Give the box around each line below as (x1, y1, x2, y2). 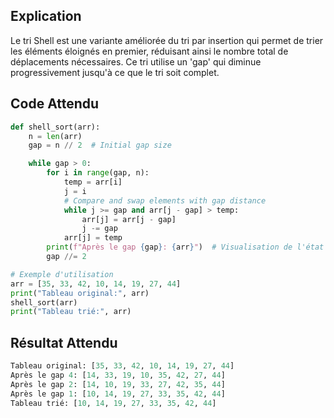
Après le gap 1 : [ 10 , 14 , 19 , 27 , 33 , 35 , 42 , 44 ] (10, 389, 226, 399)
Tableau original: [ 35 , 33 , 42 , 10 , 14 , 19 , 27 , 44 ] (10, 361, 235, 371)
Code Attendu (10, 95, 100, 113)
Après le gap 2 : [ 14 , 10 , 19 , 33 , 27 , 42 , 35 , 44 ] (10, 379, 226, 389)
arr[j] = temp (63, 233, 123, 243)
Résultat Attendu (10, 334, 118, 351)
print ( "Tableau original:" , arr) (10, 288, 150, 298)
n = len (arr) (28, 131, 83, 141)
